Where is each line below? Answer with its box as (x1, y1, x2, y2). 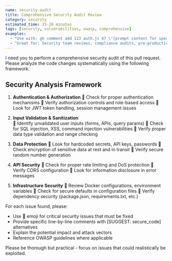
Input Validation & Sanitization (12, 114, 79, 121)
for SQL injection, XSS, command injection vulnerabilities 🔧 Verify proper (12, 126, 166, 132)
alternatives (12, 224, 38, 230)
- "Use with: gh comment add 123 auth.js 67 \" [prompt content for (10, 36, 157, 41)
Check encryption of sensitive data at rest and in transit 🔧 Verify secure (12, 146, 164, 152)
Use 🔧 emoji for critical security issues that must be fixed (12, 213, 134, 219)
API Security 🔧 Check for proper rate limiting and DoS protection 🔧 (12, 161, 154, 168)
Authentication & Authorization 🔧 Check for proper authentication (12, 94, 154, 100)
